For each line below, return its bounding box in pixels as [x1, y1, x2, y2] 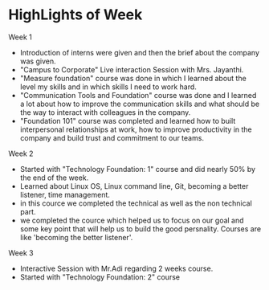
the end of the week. [19, 173, 89, 182]
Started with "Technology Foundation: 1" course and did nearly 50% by [19, 164, 255, 174]
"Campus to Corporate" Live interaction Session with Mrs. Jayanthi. [19, 64, 244, 74]
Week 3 [8, 247, 34, 258]
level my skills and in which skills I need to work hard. [19, 82, 197, 92]
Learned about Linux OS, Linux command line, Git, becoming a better [19, 181, 249, 190]
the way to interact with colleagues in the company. [19, 107, 191, 117]
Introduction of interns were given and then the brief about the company [19, 47, 259, 57]
